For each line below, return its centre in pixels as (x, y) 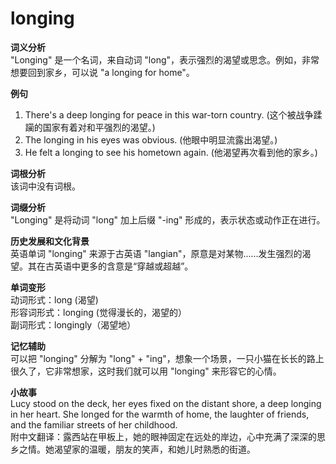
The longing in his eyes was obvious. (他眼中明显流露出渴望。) (151, 139)
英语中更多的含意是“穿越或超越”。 (123, 266)
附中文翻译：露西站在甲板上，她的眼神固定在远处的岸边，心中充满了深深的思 (168, 436)
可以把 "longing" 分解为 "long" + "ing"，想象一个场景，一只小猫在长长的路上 (167, 358)
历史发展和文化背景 (50, 241)
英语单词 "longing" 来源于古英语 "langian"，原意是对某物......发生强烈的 (156, 253)
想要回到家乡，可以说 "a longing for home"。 (102, 72)
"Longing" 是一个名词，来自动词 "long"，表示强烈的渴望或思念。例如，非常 (165, 59)
